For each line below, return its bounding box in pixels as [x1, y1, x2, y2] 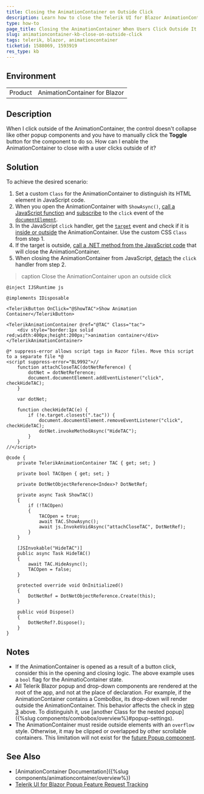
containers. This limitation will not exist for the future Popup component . [15, 734, 196, 741]
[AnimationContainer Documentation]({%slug [15, 767, 129, 775]
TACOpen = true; [38, 513, 80, 520]
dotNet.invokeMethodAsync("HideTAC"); [38, 428, 137, 435]
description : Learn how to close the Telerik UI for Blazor [6, 15, 162, 21]
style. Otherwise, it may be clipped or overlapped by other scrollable [15, 728, 187, 734]
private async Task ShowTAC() [17, 492, 94, 499]
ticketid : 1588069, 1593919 [6, 43, 78, 49]
